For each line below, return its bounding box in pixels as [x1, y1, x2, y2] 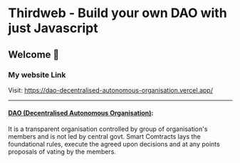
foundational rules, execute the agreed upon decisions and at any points [8, 140, 220, 149]
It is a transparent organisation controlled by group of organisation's [8, 125, 208, 133]
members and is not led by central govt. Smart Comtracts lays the [8, 132, 202, 141]
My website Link [8, 70, 66, 80]
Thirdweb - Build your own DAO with [8, 5, 227, 21]
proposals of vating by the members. [8, 147, 117, 156]
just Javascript [8, 20, 98, 36]
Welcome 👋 [8, 48, 60, 61]
